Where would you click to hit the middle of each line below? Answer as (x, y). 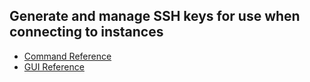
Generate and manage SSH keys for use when (155, 16)
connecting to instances (86, 32)
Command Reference (67, 56)
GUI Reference (54, 66)
